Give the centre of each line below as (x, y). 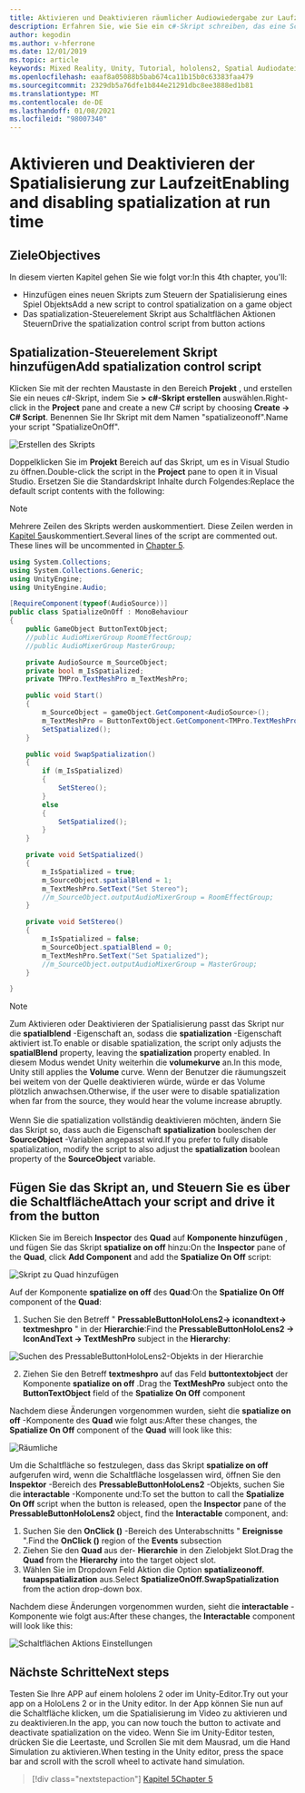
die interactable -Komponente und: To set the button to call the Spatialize (147, 1494)
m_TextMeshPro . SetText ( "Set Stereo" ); (115, 889)
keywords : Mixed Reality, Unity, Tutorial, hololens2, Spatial (132, 69)
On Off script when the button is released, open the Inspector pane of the (148, 1504)
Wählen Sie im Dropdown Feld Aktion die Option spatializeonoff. (143, 1570)
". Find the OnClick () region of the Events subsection (122, 1541)
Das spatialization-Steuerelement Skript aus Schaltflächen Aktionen (149, 314)
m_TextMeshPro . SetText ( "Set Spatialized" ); (125, 956)
